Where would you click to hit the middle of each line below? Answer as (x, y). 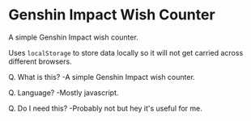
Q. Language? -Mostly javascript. (64, 92)
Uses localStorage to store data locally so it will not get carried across (126, 52)
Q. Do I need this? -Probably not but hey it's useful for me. (105, 108)
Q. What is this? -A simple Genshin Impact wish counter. (102, 77)
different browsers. (40, 61)
